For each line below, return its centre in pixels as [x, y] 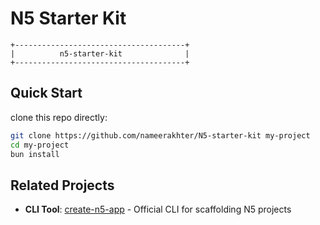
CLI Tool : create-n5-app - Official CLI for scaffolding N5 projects [158, 209]
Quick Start [46, 93]
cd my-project [40, 145]
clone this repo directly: [59, 117]
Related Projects [62, 185]
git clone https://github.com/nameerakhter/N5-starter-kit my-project [160, 135]
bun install [35, 154]
